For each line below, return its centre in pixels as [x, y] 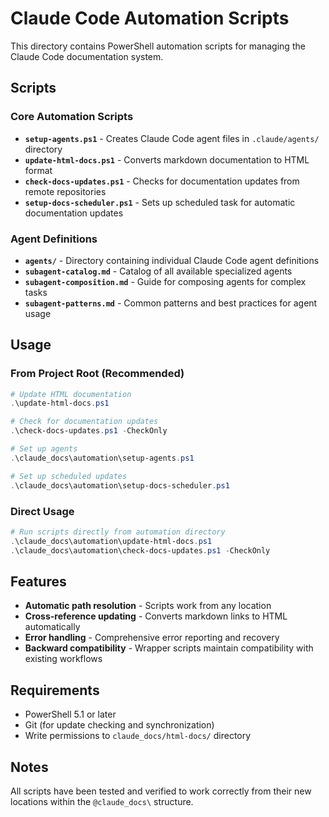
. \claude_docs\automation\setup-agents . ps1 [102, 458]
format [38, 170]
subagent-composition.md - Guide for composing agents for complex [165, 281]
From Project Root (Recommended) [97, 374]
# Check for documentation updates [84, 422]
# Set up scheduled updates [69, 476]
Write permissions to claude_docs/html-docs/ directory [138, 736]
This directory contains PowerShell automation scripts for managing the [158, 46]
